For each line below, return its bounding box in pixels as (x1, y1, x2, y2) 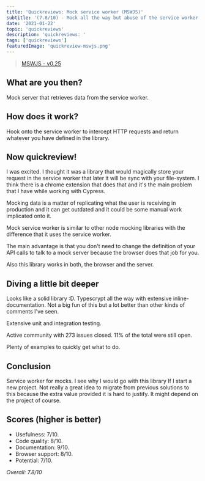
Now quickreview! (6, 152, 77, 162)
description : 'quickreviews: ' (6, 32, 86, 38)
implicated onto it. (6, 212, 52, 220)
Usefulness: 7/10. (15, 430, 59, 438)
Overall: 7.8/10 (6, 468, 42, 475)
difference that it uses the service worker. (6, 230, 111, 238)
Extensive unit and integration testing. (6, 320, 102, 327)
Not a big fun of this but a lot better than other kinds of (47, 301, 185, 309)
